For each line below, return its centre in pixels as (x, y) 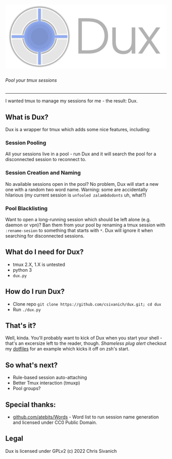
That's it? (21, 325)
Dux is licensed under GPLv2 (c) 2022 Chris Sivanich (61, 451)
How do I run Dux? (35, 292)
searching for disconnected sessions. (45, 236)
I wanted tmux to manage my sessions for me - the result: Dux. (72, 101)
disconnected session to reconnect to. (46, 160)
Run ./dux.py (27, 309)
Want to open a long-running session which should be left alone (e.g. (78, 219)
